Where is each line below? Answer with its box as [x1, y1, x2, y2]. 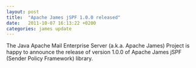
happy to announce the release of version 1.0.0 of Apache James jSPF [6, 49, 182, 56]
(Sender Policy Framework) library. [6, 55, 93, 62]
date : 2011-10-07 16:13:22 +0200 [6, 20, 96, 26]
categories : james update [6, 25, 72, 32]
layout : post [6, 8, 39, 15]
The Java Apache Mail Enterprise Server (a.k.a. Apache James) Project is [6, 42, 190, 49]
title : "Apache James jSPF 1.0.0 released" [6, 14, 121, 20]
